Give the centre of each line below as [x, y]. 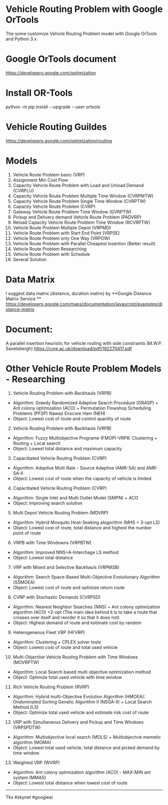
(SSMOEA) [24, 582]
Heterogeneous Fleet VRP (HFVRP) [49, 632]
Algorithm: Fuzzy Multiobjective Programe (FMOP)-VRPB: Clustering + [85, 438]
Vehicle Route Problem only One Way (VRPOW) [61, 238]
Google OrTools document [61, 59]
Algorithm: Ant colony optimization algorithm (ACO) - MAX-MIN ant [82, 772]
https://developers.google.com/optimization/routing [59, 141]
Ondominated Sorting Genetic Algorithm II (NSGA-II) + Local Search [82, 702]
